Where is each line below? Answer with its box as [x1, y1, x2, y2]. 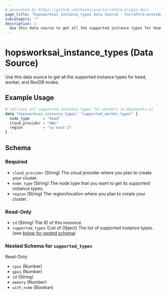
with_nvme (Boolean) [12, 285, 54, 291]
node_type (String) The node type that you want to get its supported [12, 180, 150, 186]
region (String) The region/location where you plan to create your [12, 190, 146, 196]
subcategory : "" [5, 16, 39, 21]
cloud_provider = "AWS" [9, 120, 58, 125]
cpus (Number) [12, 263, 42, 269]
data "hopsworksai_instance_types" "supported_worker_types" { [5, 111, 138, 117]
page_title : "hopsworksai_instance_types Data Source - [5, 12, 123, 17]
